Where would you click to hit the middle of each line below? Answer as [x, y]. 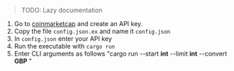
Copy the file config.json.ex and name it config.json [92, 31]
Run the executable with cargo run [65, 46]
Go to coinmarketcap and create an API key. [78, 24]
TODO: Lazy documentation [62, 10]
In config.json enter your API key [63, 39]
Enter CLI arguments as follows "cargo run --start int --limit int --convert [121, 53]
